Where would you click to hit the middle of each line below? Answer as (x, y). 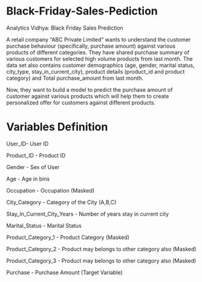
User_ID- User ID (28, 144)
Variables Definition (57, 127)
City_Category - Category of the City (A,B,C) (61, 202)
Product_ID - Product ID (36, 155)
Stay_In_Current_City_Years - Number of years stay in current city (88, 214)
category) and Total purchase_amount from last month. (75, 78)
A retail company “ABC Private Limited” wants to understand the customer (99, 39)
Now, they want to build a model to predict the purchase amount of (90, 89)
